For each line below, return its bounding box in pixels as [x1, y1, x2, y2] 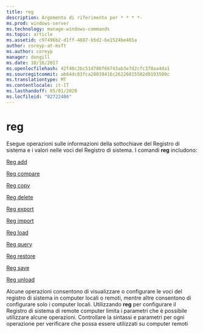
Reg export [6, 205, 35, 213]
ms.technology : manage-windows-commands [6, 26, 111, 32]
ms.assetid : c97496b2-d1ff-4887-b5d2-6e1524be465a [6, 37, 137, 43]
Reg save [6, 264, 30, 271]
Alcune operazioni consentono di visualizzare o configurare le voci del [6, 287, 182, 295]
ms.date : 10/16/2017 [6, 60, 59, 66]
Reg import [6, 217, 35, 224]
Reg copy [6, 182, 30, 189]
